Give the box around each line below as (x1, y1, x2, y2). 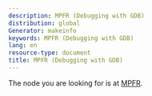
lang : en (8, 42, 38, 50)
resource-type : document (8, 49, 91, 57)
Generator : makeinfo (8, 26, 78, 34)
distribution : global (8, 19, 81, 27)
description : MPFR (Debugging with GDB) (8, 11, 146, 20)
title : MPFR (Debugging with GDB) (8, 57, 124, 65)
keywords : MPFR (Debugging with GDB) (8, 34, 134, 42)
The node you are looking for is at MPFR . (8, 78, 143, 88)
